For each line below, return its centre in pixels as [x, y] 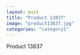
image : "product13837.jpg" [40, 23]
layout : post [23, 12]
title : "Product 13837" [36, 18]
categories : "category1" [38, 29]
